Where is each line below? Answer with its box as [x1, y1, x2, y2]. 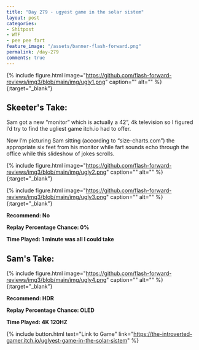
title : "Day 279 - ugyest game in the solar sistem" [6, 9, 144, 15]
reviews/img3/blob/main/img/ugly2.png [6, 168, 107, 176]
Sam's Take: [6, 253, 55, 264]
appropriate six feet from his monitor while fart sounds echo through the [6, 144, 189, 151]
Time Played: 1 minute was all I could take [6, 236, 115, 243]
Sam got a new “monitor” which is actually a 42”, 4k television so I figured [6, 119, 193, 126]
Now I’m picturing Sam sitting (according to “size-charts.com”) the [6, 137, 175, 144]
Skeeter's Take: [6, 103, 68, 113]
